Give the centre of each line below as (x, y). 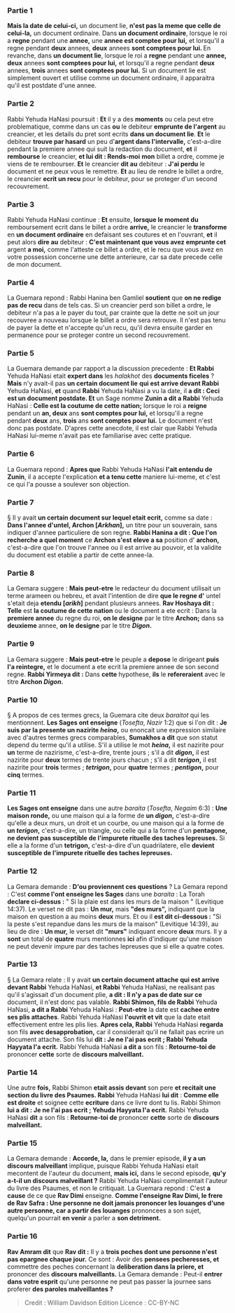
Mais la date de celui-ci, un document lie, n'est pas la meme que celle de (114, 26)
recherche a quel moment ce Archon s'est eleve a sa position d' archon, (113, 540)
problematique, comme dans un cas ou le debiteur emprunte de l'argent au (116, 126)
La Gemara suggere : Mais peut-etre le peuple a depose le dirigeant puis (113, 659)
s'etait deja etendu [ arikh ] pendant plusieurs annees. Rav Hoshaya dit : (111, 603)
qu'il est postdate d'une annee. (52, 86)
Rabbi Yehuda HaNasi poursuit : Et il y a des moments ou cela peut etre (111, 119)
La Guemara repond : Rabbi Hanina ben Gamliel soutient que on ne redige (114, 298)
